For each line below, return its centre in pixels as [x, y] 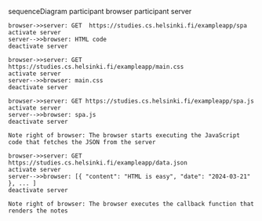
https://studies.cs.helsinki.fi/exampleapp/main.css [96, 67]
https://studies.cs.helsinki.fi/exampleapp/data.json [98, 163]
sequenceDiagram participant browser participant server [100, 11]
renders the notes [38, 211]
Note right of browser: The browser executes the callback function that [131, 204]
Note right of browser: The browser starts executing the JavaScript [124, 136]
